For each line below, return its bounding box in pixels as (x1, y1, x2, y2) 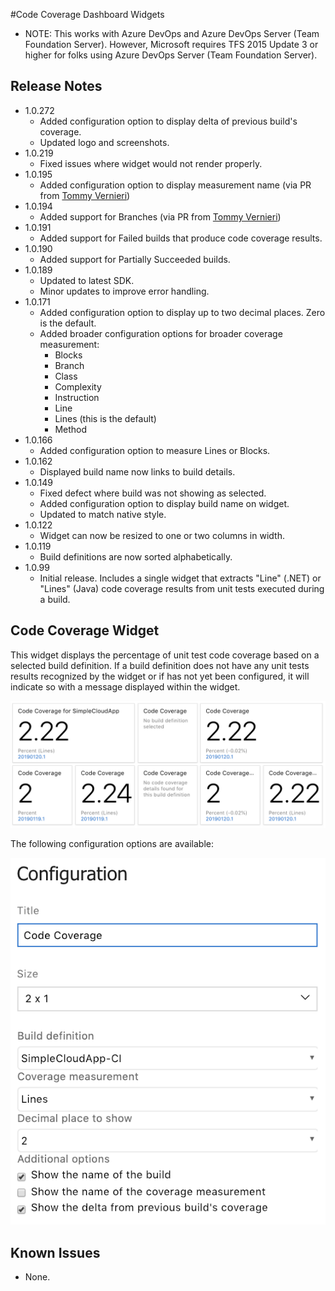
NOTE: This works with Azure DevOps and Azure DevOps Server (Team (24, 28, 320, 39)
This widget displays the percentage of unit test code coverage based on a (10, 649, 320, 661)
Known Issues (10, 1244, 101, 1261)
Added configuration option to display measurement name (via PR (39, 179, 312, 191)
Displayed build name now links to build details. (39, 465, 236, 478)
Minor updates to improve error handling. (39, 285, 210, 297)
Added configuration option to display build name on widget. (39, 497, 290, 509)
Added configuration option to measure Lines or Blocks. (39, 444, 271, 456)
